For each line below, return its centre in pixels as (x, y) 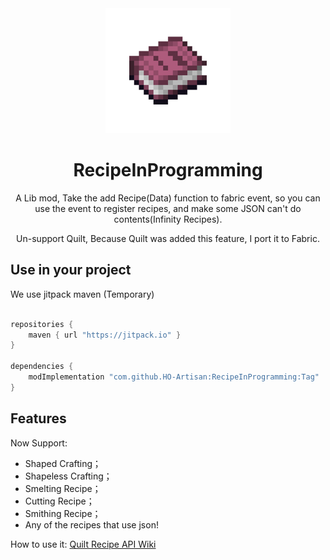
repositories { (42, 324)
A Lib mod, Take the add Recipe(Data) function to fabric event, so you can (168, 198)
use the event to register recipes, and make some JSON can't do (168, 208)
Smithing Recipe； (63, 513)
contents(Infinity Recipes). (168, 219)
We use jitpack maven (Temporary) (82, 294)
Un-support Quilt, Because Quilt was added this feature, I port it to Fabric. (168, 238)
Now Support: (39, 443)
